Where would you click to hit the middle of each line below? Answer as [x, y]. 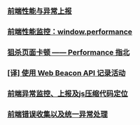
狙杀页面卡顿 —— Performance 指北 [69, 52]
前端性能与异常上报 [40, 11]
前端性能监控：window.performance [70, 32]
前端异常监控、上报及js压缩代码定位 [68, 93]
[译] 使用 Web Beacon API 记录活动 [66, 73]
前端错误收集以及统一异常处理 [58, 114]
